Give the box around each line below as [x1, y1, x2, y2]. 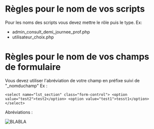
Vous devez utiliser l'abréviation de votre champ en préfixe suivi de [5, 77, 140, 83]
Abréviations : [5, 109, 33, 115]
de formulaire [5, 62, 61, 73]
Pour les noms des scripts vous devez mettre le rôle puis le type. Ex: [5, 19, 142, 25]
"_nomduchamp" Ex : [5, 83, 48, 89]
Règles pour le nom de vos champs [5, 51, 150, 62]
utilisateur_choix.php [12, 34, 54, 40]
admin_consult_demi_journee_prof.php [12, 29, 90, 35]
